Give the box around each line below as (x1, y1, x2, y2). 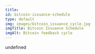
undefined (5, 44, 26, 50)
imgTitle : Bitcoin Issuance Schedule (5, 26, 84, 31)
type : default (5, 16, 35, 21)
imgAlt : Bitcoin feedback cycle (5, 30, 72, 35)
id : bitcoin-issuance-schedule (5, 12, 70, 17)
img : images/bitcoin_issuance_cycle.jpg (5, 21, 91, 26)
